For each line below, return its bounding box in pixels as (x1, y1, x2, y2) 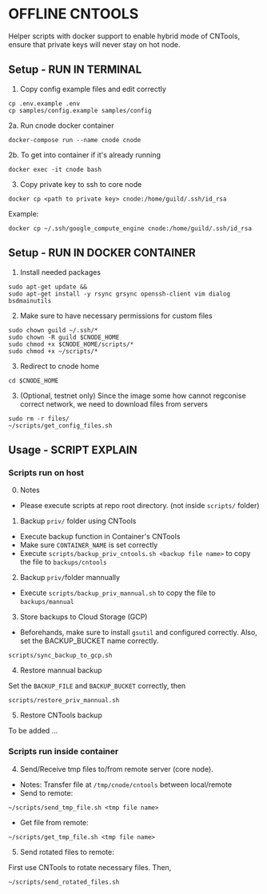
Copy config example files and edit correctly (19, 84, 166, 93)
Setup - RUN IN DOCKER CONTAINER (8, 246, 196, 260)
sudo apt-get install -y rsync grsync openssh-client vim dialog (8, 289, 230, 298)
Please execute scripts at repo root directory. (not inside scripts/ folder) (19, 501, 260, 511)
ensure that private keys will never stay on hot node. (8, 39, 181, 49)
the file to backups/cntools (19, 557, 107, 567)
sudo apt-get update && (8, 283, 88, 291)
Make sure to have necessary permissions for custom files (19, 311, 213, 320)
